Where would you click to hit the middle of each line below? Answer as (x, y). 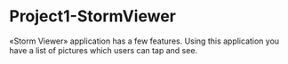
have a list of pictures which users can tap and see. (104, 50)
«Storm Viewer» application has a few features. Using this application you (144, 41)
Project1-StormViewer (92, 16)
